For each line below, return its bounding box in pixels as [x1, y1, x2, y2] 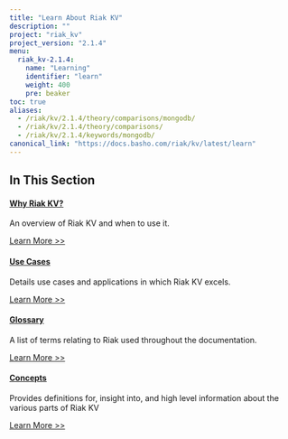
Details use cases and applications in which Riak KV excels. [9, 276, 231, 287]
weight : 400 [25, 80, 70, 89]
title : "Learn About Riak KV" [9, 13, 124, 23]
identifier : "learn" [25, 72, 103, 81]
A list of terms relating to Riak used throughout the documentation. [9, 334, 257, 345]
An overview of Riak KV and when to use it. [9, 218, 170, 229]
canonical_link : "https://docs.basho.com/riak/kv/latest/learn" [9, 139, 256, 148]
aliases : [9, 106, 42, 115]
